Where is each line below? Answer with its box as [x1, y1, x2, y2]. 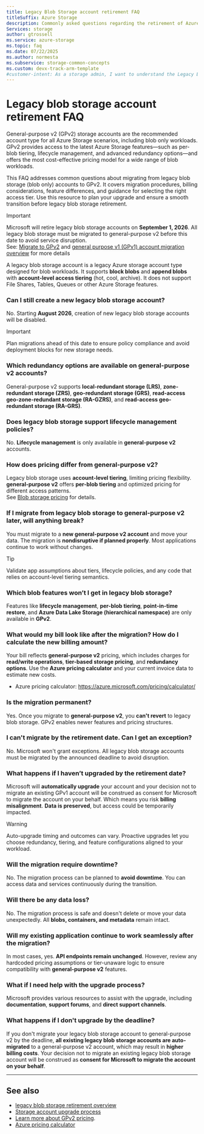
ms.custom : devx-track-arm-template [6, 65, 99, 72]
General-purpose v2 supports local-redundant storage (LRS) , [6, 382, 162, 390]
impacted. [6, 809, 32, 816]
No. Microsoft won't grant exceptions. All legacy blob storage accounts [6, 747, 184, 755]
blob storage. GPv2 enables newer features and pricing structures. [6, 718, 173, 725]
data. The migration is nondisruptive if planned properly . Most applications [6, 536, 196, 544]
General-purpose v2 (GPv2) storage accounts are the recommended [6, 130, 178, 137]
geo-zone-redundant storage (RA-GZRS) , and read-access [6, 396, 158, 403]
